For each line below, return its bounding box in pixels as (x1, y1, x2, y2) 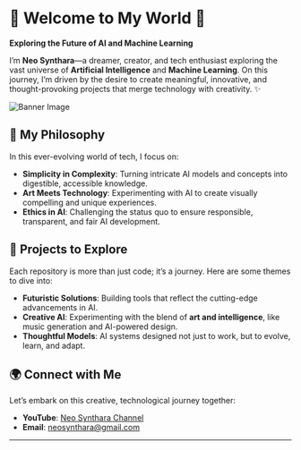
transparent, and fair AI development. (21, 216, 161, 226)
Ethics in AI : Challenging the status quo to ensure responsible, (21, 206, 254, 217)
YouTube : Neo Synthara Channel (21, 412, 144, 423)
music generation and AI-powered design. (21, 321, 178, 332)
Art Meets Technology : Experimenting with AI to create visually (21, 187, 258, 198)
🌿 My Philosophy (9, 127, 106, 142)
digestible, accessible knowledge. (21, 178, 148, 189)
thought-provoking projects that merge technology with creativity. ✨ (9, 83, 262, 94)
